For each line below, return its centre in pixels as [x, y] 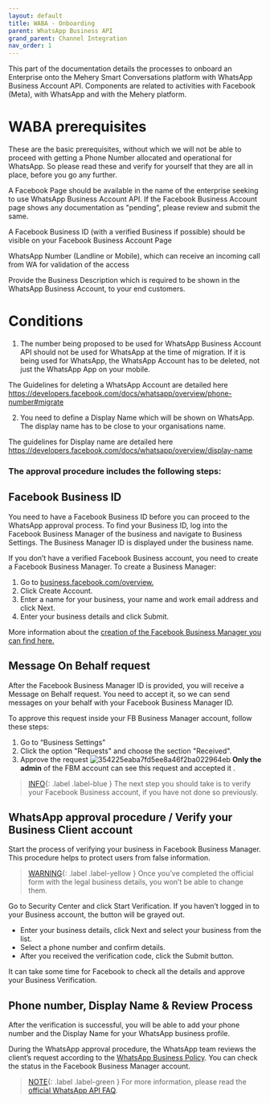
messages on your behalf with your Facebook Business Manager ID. [121, 703]
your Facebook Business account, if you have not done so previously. [143, 792]
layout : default [35, 16]
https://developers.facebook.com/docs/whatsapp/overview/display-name [131, 450]
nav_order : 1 [30, 46]
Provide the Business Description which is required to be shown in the [124, 280]
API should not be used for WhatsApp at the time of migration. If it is [133, 352]
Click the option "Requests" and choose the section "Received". [126, 751]
